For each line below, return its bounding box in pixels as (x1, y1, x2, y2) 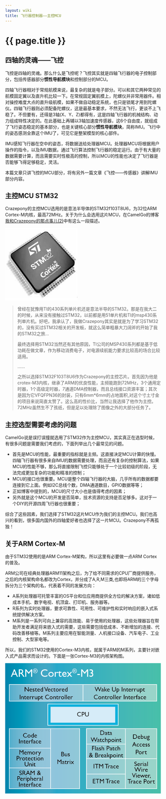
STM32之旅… (21, 331, 49, 337)
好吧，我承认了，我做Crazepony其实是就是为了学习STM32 (39, 318, 159, 324)
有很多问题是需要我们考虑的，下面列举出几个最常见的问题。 (5, 441, 126, 447)
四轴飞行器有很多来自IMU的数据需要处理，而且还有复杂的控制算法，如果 (12, 457, 160, 463)
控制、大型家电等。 (12, 636, 52, 642)
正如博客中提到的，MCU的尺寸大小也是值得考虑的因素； (12, 488, 127, 494)
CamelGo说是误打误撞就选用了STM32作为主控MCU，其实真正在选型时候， (5, 435, 157, 441)
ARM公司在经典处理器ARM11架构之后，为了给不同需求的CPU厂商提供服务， (5, 570, 159, 576)
